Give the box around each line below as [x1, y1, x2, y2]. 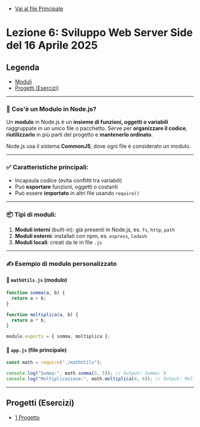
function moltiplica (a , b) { [6, 311, 79, 318]
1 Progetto [14, 414, 40, 421]
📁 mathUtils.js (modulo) [6, 277, 67, 284]
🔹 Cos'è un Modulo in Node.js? [6, 104, 97, 113]
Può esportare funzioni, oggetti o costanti [14, 183, 118, 190]
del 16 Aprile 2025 [6, 39, 98, 52]
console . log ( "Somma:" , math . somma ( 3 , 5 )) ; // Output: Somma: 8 [6, 370, 167, 376]
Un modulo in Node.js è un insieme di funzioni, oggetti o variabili [6, 119, 168, 126]
